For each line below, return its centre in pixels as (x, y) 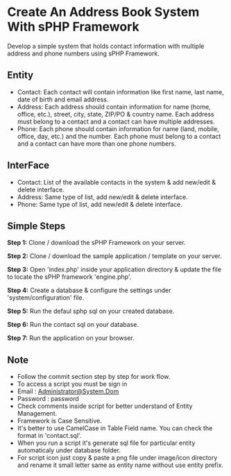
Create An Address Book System (103, 12)
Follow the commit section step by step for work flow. (94, 377)
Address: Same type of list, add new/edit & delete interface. (103, 197)
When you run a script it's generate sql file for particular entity (106, 443)
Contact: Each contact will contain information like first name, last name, (120, 92)
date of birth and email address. (63, 99)
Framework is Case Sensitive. (59, 421)
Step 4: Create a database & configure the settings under (89, 290)
